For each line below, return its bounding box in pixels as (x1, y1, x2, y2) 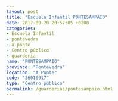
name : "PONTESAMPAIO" (6, 58, 60, 64)
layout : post (6, 8, 39, 15)
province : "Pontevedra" (6, 64, 66, 70)
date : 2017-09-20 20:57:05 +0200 (6, 20, 89, 26)
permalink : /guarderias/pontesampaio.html (6, 86, 113, 92)
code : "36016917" (6, 75, 49, 81)
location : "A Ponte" (6, 70, 58, 75)
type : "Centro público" (6, 81, 66, 87)
